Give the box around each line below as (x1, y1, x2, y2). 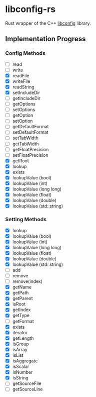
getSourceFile (12, 380, 41, 386)
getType (12, 313, 30, 319)
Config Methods (5, 50, 46, 57)
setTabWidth (12, 135, 38, 141)
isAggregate (12, 358, 38, 364)
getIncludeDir (12, 95, 41, 101)
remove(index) (12, 278, 43, 284)
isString (12, 375, 28, 381)
